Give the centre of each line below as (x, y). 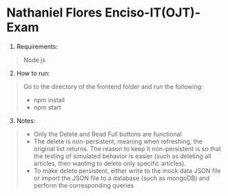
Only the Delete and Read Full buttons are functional (107, 134)
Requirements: (37, 46)
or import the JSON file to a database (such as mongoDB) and (122, 178)
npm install (49, 100)
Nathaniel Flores (54, 13)
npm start (47, 107)
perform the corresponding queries (84, 185)
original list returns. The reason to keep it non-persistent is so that (127, 148)
